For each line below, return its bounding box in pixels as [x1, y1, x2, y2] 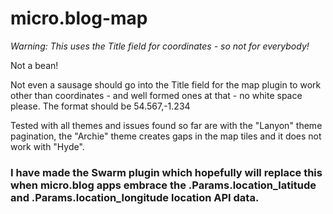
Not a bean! [10, 59, 59, 71]
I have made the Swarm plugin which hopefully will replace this [10, 165, 323, 179]
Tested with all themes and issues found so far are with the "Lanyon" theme [10, 119, 323, 131]
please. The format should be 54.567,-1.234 [10, 100, 191, 112]
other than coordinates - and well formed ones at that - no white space [10, 89, 303, 101]
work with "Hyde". [10, 140, 85, 152]
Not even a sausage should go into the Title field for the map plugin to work [10, 78, 322, 91]
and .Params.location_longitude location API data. [10, 190, 260, 204]
